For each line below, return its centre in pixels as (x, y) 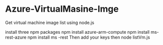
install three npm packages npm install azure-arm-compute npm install (77, 32)
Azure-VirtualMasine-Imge (62, 9)
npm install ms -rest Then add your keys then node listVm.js (89, 37)
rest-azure (16, 37)
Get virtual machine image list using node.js (50, 22)
